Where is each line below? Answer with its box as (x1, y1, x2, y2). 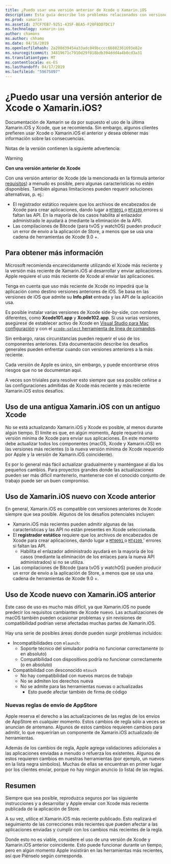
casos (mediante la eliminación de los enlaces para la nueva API (20, 554, 155, 560)
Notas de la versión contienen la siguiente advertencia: (5, 145, 121, 151)
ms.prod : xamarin (5, 17, 42, 22)
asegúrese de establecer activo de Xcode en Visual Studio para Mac (5, 320, 149, 326)
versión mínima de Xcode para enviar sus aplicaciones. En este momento (5, 435, 159, 441)
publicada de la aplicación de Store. (5, 806, 80, 812)
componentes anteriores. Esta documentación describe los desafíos (5, 340, 149, 347)
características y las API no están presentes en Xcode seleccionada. (12, 527, 157, 533)
